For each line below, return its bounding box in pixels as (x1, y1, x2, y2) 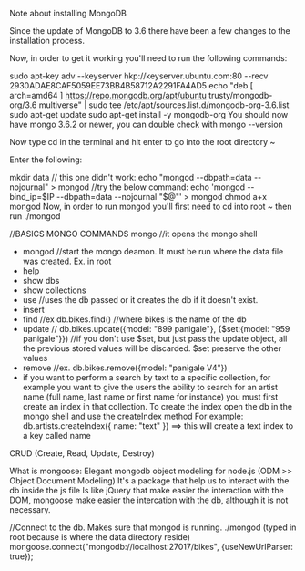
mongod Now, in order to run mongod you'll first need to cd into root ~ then (9, 201, 293, 212)
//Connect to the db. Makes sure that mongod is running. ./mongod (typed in (9, 522, 297, 533)
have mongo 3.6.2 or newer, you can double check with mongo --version (9, 119, 284, 130)
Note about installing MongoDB (9, 8, 127, 18)
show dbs (22, 275, 60, 285)
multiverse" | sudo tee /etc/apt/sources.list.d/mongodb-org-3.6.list (38, 99, 290, 110)
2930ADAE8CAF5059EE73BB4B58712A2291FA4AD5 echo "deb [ (9, 80, 253, 90)
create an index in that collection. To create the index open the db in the (22, 401, 293, 411)
